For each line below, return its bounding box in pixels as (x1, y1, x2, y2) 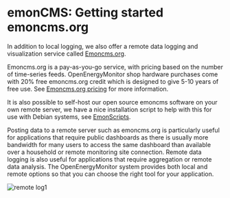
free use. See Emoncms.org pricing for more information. (7, 85, 169, 93)
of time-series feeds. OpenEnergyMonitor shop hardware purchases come (7, 70, 218, 78)
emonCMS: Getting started (7, 5, 163, 21)
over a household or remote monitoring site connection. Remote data (7, 148, 202, 156)
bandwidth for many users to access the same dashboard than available (7, 140, 211, 148)
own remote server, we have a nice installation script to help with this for (7, 105, 212, 113)
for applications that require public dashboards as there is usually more (7, 133, 209, 142)
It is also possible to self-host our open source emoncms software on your (7, 98, 218, 106)
